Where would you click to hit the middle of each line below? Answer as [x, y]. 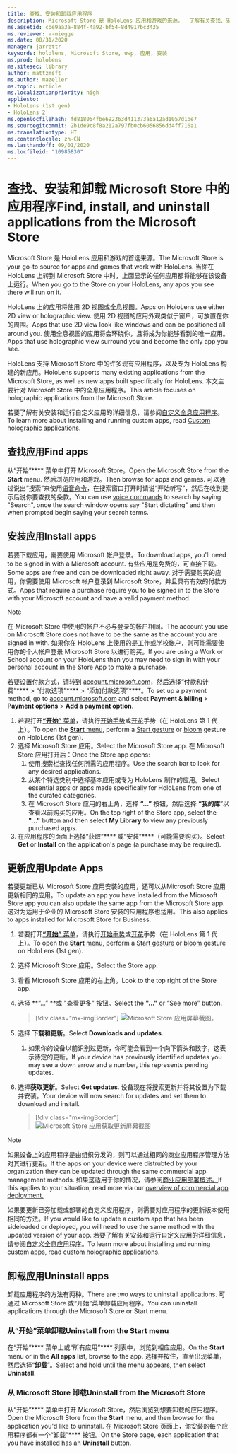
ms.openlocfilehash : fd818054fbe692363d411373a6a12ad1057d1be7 [102, 119]
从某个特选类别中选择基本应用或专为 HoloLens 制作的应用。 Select [124, 779]
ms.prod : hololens [34, 60]
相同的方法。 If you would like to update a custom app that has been [106, 1219]
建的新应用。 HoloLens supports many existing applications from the [106, 372]
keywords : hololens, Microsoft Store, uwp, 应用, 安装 [87, 54]
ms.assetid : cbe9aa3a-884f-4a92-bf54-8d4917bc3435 [83, 27]
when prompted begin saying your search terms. [78, 512]
